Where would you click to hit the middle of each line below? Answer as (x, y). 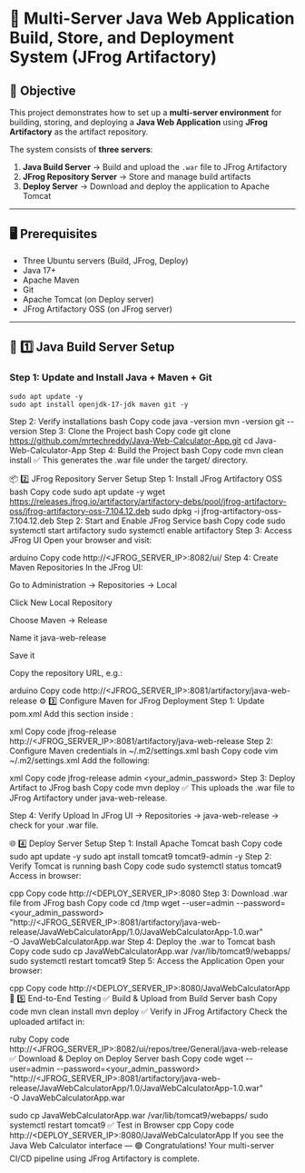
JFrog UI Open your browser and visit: (81, 540)
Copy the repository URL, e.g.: (66, 672)
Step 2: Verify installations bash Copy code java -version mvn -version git (147, 421)
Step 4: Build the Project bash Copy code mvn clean (186, 450)
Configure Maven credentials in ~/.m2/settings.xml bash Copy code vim (144, 751)
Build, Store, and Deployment (122, 38)
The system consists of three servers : (81, 149)
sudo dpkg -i (176, 511)
